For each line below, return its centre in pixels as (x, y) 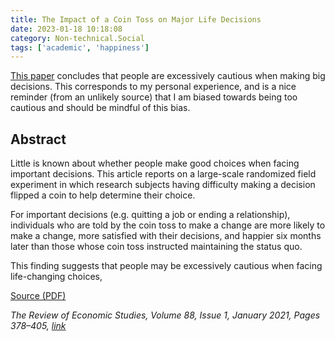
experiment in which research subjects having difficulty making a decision (163, 185)
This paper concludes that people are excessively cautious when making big (168, 76)
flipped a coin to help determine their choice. (103, 195)
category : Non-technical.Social (77, 38)
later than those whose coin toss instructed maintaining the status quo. (156, 247)
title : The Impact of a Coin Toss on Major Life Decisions (136, 19)
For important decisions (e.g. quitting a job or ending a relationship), (150, 215)
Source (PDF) (38, 296)
